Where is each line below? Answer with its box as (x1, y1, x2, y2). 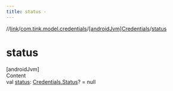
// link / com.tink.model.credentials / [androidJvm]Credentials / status (6, 25, 167, 32)
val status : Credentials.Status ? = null (6, 78, 96, 85)
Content (6, 72, 26, 79)
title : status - (6, 8, 47, 15)
